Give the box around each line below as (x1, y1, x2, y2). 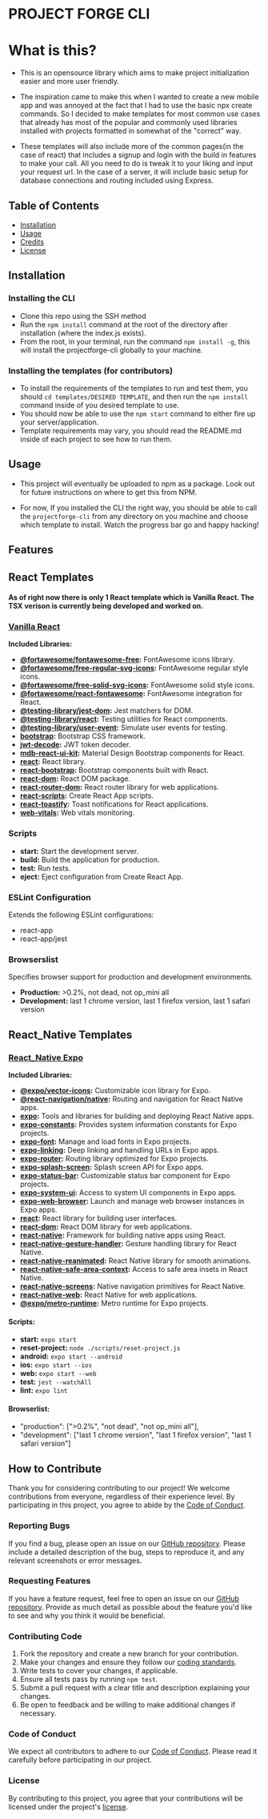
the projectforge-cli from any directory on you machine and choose (19, 511, 249, 521)
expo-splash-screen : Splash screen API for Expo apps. (19, 1162, 204, 1172)
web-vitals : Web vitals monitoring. (19, 808, 135, 818)
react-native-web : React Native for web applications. (19, 1290, 198, 1299)
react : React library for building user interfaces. (19, 1213, 178, 1222)
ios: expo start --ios (19, 1360, 93, 1370)
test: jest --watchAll (19, 1377, 92, 1386)
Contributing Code (8, 1631, 82, 1642)
